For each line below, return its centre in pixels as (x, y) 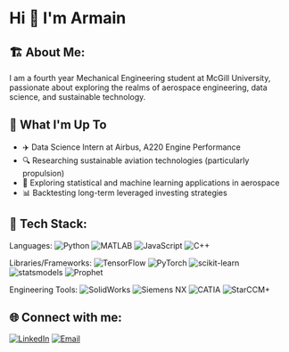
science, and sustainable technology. (78, 97)
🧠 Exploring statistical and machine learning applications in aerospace (151, 183)
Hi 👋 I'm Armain (68, 18)
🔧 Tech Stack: (48, 224)
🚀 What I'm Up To (58, 125)
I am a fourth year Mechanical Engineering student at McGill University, (140, 78)
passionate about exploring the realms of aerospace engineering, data (138, 87)
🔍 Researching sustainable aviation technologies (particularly (136, 160)
